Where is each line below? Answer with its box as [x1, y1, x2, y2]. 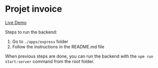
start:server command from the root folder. [5, 58, 94, 64]
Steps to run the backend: [5, 29, 57, 35]
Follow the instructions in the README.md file [12, 44, 105, 49]
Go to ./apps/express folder [12, 38, 68, 45]
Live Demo [5, 20, 27, 25]
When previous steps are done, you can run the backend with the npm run [5, 53, 154, 59]
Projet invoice [5, 3, 62, 15]
